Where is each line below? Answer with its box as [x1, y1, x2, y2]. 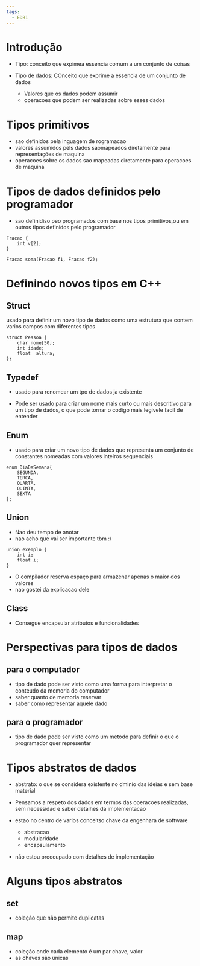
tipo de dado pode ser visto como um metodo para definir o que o [14, 733, 179, 740]
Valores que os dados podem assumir [23, 90, 118, 97]
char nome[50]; [17, 340, 55, 346]
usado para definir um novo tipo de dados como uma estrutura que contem [6, 316, 193, 324]
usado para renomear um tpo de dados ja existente [14, 388, 142, 395]
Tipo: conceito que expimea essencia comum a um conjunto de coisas [14, 60, 190, 68]
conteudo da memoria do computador [14, 686, 110, 694]
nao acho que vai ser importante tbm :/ [14, 535, 112, 542]
